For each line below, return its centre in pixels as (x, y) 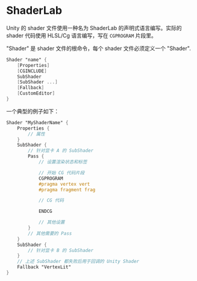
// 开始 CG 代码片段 (61, 172)
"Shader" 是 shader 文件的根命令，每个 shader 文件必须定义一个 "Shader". (98, 48)
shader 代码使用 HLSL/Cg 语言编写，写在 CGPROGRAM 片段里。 (81, 35)
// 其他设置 (52, 223)
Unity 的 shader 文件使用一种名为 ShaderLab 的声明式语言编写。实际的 (94, 28)
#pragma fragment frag (67, 190)
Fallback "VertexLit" (44, 267)
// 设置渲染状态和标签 (63, 162)
